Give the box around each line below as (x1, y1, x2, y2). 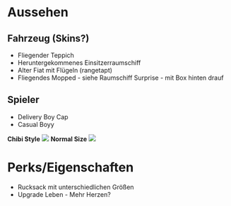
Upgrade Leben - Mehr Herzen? (17, 190, 111, 198)
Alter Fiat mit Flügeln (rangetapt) (17, 66, 113, 74)
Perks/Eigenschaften (7, 159, 134, 175)
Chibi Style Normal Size (7, 135, 87, 143)
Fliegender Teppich (17, 51, 74, 59)
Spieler (7, 94, 40, 106)
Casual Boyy (17, 120, 54, 128)
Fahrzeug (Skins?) (7, 32, 90, 44)
